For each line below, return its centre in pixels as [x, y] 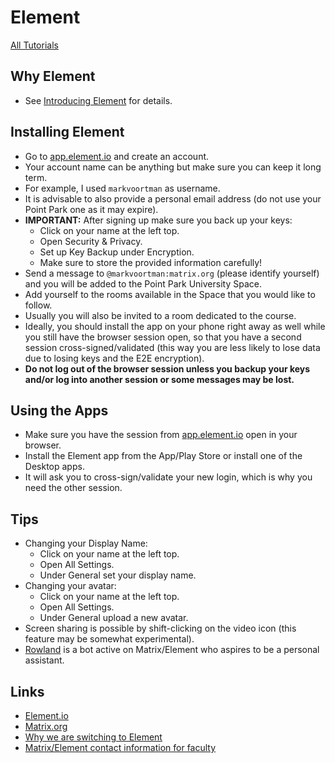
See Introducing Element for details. [98, 100]
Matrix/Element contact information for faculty [120, 747]
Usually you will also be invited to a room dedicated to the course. [160, 315]
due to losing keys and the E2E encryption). [114, 358]
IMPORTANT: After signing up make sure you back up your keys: [158, 220]
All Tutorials [34, 45]
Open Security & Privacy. [91, 241]
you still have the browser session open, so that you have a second [163, 337]
